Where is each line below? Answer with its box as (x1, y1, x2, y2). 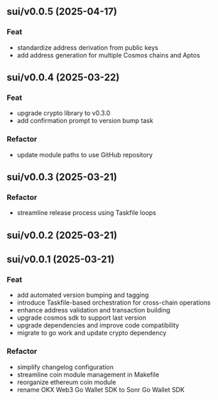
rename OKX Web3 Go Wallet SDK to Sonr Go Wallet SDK (16, 385, 185, 394)
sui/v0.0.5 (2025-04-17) (6, 6, 118, 18)
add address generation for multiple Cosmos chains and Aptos (16, 51, 200, 59)
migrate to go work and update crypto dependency (16, 329, 167, 337)
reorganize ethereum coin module (16, 377, 116, 386)
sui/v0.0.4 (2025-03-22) (6, 71, 120, 84)
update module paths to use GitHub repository (16, 150, 153, 159)
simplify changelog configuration (16, 362, 114, 371)
